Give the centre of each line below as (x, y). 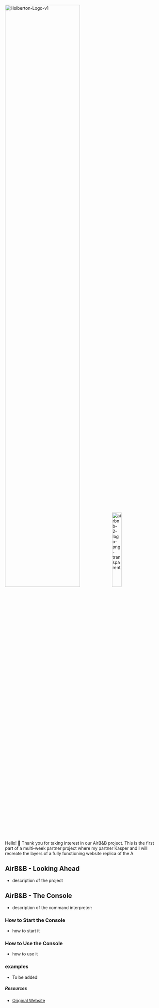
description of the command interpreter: (52, 907)
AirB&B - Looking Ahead (42, 869)
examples (17, 967)
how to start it (26, 931)
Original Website (28, 1001)
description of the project (37, 880)
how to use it (25, 954)
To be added (25, 977)
